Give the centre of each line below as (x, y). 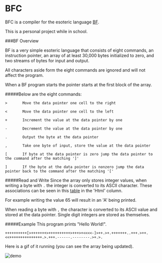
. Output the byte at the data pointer (52, 137)
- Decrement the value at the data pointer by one (64, 129)
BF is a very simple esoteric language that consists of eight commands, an (79, 50)
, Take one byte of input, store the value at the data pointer (78, 146)
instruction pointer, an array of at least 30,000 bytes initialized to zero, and (80, 55)
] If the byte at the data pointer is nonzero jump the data (75, 167)
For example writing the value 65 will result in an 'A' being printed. (71, 200)
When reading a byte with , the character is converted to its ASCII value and (81, 209)
